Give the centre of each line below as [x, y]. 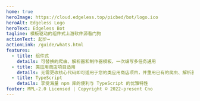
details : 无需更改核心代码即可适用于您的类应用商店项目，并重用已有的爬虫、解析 [104, 72]
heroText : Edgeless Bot [36, 28]
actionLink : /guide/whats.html [45, 45]
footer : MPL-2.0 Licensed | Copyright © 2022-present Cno [79, 89]
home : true [20, 12]
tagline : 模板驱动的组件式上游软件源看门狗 [54, 34]
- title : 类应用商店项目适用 [43, 67]
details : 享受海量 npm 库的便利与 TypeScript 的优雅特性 [83, 84]
